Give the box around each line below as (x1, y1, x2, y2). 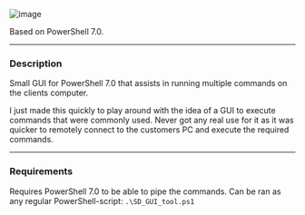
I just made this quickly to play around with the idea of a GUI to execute (9, 105, 276, 116)
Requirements (9, 165, 74, 178)
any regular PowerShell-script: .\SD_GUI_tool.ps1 (9, 195, 195, 206)
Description (9, 57, 63, 70)
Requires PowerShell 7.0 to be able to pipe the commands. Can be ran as (9, 186, 281, 197)
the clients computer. (9, 87, 89, 99)
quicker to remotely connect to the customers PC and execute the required (9, 124, 290, 135)
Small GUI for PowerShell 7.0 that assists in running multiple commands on (9, 78, 288, 89)
